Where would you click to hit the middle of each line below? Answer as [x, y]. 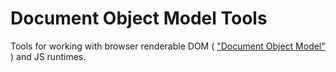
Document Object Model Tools [139, 18]
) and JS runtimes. [48, 56]
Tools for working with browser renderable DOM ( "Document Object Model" [168, 46]
